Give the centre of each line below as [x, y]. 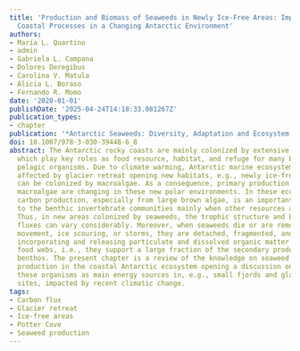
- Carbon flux [36, 300]
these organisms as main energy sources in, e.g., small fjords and [147, 275]
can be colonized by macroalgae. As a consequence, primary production [154, 184]
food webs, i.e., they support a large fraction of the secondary [143, 250]
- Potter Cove [36, 325]
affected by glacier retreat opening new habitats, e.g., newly [139, 175]
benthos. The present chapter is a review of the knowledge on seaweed [154, 259]
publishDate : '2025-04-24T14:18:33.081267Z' [93, 109]
